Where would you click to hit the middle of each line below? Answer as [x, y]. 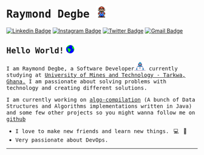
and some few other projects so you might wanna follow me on [101, 112]
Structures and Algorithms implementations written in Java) [99, 106]
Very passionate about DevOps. [62, 140]
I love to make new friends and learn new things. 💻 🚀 [101, 131]
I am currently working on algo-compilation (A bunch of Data [101, 99]
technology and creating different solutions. [77, 88]
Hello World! [35, 51]
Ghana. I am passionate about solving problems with [87, 81]
